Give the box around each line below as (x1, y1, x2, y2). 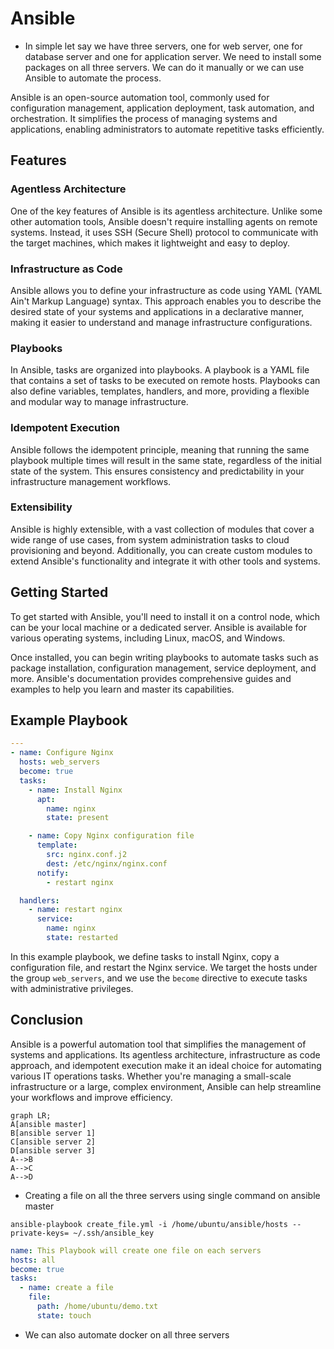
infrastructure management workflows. (10, 475, 172, 487)
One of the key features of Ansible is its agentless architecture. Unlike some (10, 205, 323, 217)
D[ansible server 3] (10, 1145, 97, 1156)
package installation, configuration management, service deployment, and (10, 662, 317, 674)
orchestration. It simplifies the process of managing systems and (10, 112, 278, 124)
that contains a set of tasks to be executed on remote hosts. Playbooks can (10, 375, 321, 387)
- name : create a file (19, 1283, 114, 1293)
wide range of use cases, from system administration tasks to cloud (10, 533, 290, 546)
